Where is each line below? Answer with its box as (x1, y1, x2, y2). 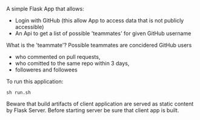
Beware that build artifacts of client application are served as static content (6, 100, 194, 107)
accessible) (15, 24, 44, 30)
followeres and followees (15, 66, 78, 73)
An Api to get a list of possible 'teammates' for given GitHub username (15, 30, 192, 37)
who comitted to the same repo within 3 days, (15, 60, 130, 67)
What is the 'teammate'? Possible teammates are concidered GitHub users (6, 42, 192, 48)
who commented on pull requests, (15, 53, 101, 60)
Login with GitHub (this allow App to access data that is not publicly (15, 17, 184, 24)
